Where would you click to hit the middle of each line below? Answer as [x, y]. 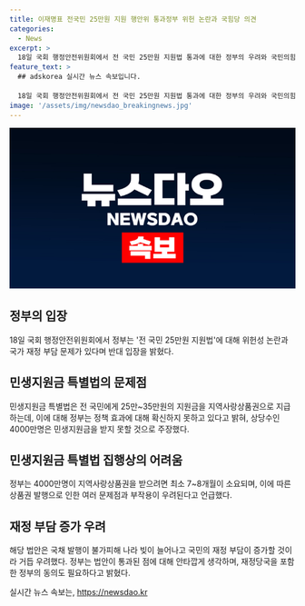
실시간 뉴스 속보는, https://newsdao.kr [79, 592]
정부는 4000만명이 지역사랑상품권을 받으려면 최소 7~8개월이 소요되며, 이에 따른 [151, 484]
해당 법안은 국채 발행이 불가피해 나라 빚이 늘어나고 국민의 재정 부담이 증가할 [143, 551]
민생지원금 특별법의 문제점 [78, 383]
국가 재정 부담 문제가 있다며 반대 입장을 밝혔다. [92, 351]
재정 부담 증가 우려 [58, 527]
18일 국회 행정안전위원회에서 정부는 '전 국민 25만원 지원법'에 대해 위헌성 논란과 [149, 340]
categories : [32, 29]
